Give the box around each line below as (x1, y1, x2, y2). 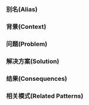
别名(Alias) (6, 5, 38, 13)
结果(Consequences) (6, 74, 68, 83)
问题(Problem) (6, 40, 48, 48)
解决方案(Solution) (6, 57, 60, 65)
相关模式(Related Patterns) (6, 91, 84, 100)
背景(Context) (6, 22, 47, 31)
